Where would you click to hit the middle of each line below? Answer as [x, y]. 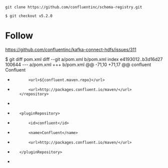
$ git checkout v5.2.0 [29, 16]
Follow [19, 36]
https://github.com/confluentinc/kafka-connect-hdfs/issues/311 [71, 49]
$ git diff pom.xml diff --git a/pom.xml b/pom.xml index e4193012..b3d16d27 [84, 59]
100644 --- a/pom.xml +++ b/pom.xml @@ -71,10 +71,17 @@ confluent [78, 64]
